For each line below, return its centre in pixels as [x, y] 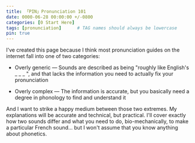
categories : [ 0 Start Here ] [41, 22]
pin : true [18, 33]
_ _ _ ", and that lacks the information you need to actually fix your [94, 74]
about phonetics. [26, 134]
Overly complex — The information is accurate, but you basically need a [102, 91]
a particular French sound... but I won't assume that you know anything [92, 128]
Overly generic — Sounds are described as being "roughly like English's [102, 67]
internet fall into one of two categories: [53, 56]
